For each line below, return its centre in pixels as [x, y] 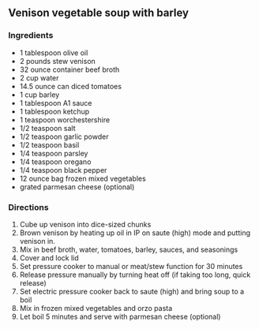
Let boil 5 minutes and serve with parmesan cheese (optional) [120, 316]
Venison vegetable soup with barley [99, 13]
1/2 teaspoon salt [48, 128]
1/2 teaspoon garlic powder [64, 136]
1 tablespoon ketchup [54, 111]
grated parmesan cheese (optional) [77, 187]
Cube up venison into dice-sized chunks [85, 224]
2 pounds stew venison [58, 61]
